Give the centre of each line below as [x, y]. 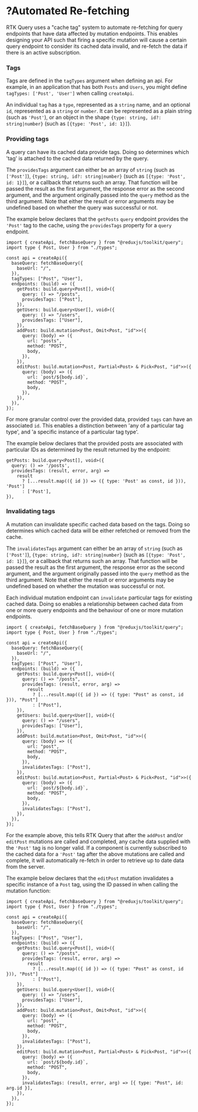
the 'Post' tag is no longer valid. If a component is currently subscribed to [97, 847]
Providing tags [27, 139]
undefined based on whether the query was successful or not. [82, 207]
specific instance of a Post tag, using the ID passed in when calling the [92, 884]
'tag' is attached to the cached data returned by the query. [77, 158]
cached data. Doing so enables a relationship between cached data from [95, 604]
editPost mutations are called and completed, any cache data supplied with [98, 841]
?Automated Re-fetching [68, 11]
